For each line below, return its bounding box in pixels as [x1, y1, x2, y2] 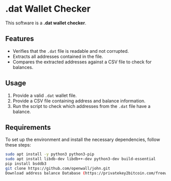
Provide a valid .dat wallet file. [12, 92, 77, 98]
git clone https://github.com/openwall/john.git [5, 166, 110, 171]
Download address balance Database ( [5, 170, 85, 175]
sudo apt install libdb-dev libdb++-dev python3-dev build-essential [5, 157, 156, 162]
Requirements [5, 123, 51, 132]
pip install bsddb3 [5, 161, 47, 166]
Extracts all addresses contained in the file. [12, 53, 103, 59]
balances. [12, 64, 34, 70]
